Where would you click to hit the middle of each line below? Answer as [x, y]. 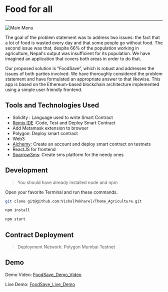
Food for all [29, 9]
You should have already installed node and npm [67, 182]
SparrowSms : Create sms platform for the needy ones [68, 154]
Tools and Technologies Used [52, 105]
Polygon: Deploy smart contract [45, 133]
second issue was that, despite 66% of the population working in [72, 48]
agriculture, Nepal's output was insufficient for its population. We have [78, 53]
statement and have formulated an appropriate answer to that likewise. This [83, 79]
